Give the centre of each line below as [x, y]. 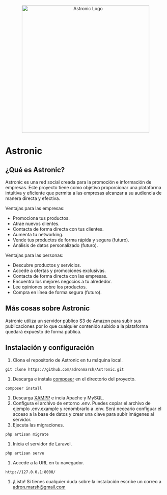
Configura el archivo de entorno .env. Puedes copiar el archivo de [82, 403]
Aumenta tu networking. [38, 234]
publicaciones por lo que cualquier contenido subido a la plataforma [77, 326]
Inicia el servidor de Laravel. [42, 444]
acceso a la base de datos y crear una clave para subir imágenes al [83, 414]
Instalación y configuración [50, 348]
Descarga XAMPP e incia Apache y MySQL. [58, 398]
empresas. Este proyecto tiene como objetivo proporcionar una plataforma [83, 187]
